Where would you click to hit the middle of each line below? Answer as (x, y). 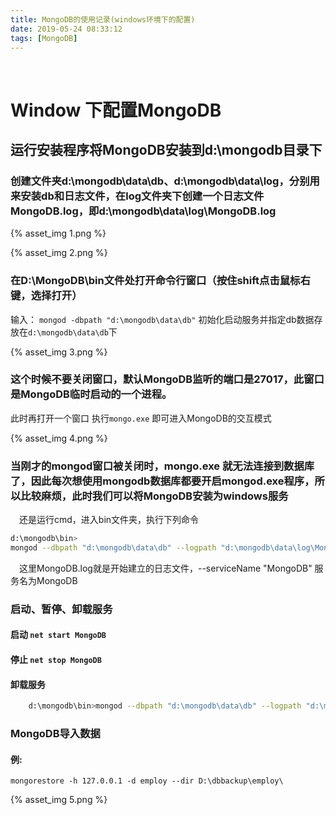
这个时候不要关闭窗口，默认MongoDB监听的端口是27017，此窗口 (167, 379)
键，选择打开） (46, 296)
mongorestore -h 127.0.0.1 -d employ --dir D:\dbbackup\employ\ (147, 781)
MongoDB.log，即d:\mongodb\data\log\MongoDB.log (143, 211)
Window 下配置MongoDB (116, 110)
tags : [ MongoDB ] (44, 38)
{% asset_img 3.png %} (59, 352)
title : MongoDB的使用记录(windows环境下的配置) (103, 19)
